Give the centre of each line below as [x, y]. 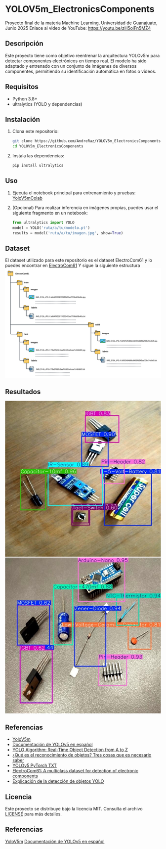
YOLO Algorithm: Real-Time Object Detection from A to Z [70, 750]
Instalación [23, 119]
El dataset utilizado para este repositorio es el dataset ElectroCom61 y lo [79, 260]
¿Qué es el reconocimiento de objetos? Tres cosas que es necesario [82, 755]
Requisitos [22, 87]
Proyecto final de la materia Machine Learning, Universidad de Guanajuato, [82, 23]
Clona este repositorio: [35, 132]
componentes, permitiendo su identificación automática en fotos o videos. [81, 71]
